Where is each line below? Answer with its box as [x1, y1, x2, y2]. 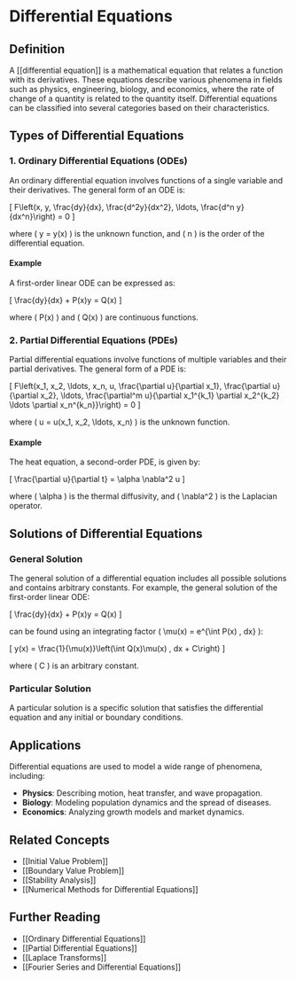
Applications [9, 737, 82, 752]
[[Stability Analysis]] [21, 875, 97, 885]
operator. [9, 501, 43, 511]
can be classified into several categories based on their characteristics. [9, 103, 270, 113]
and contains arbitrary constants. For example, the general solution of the [9, 582, 277, 593]
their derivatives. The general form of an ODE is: [9, 184, 186, 195]
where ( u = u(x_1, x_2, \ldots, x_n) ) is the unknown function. [9, 417, 230, 427]
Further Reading [9, 910, 101, 925]
